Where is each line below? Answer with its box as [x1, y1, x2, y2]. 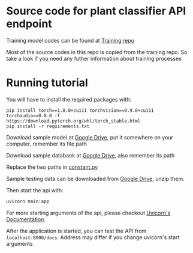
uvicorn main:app [6, 198, 50, 204]
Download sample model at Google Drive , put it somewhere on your [6, 133, 174, 141]
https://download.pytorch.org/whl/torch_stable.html [6, 118, 141, 124]
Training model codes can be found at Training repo [6, 37, 135, 44]
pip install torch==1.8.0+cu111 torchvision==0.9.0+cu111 [6, 107, 154, 114]
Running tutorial [6, 76, 88, 90]
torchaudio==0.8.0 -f [6, 112, 61, 118]
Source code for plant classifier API [6, 4, 186, 18]
